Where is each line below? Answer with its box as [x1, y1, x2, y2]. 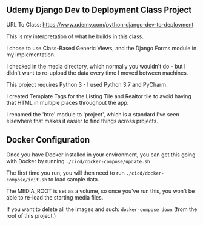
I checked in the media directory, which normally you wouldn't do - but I [6, 62, 186, 70]
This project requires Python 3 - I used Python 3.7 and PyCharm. [6, 81, 168, 88]
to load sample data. [48, 175, 99, 183]
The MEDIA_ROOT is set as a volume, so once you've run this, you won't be [6, 187, 195, 195]
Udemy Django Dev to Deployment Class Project [6, 5, 192, 15]
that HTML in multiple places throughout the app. [6, 99, 129, 106]
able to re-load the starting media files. [6, 193, 104, 201]
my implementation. [6, 51, 56, 58]
